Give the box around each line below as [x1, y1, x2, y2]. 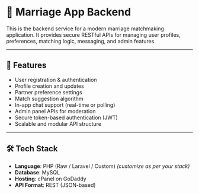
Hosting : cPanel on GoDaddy [14, 175, 87, 182]
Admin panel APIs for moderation [14, 107, 96, 115]
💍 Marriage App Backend [6, 5, 131, 19]
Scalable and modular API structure [14, 120, 102, 127]
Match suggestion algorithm [14, 95, 84, 102]
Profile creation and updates [14, 82, 84, 90]
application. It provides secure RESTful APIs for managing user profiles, [6, 31, 181, 38]
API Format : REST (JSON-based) [14, 181, 96, 189]
